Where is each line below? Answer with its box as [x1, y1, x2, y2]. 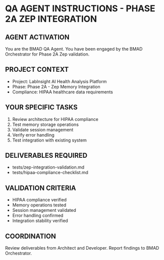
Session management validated [12, 207, 76, 213]
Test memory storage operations [12, 121, 79, 127]
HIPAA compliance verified [12, 197, 67, 203]
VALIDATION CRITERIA [5, 184, 76, 192]
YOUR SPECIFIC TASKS [5, 103, 78, 112]
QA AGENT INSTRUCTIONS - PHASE [5, 3, 156, 14]
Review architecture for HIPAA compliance [12, 116, 98, 122]
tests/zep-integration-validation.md [12, 164, 85, 170]
